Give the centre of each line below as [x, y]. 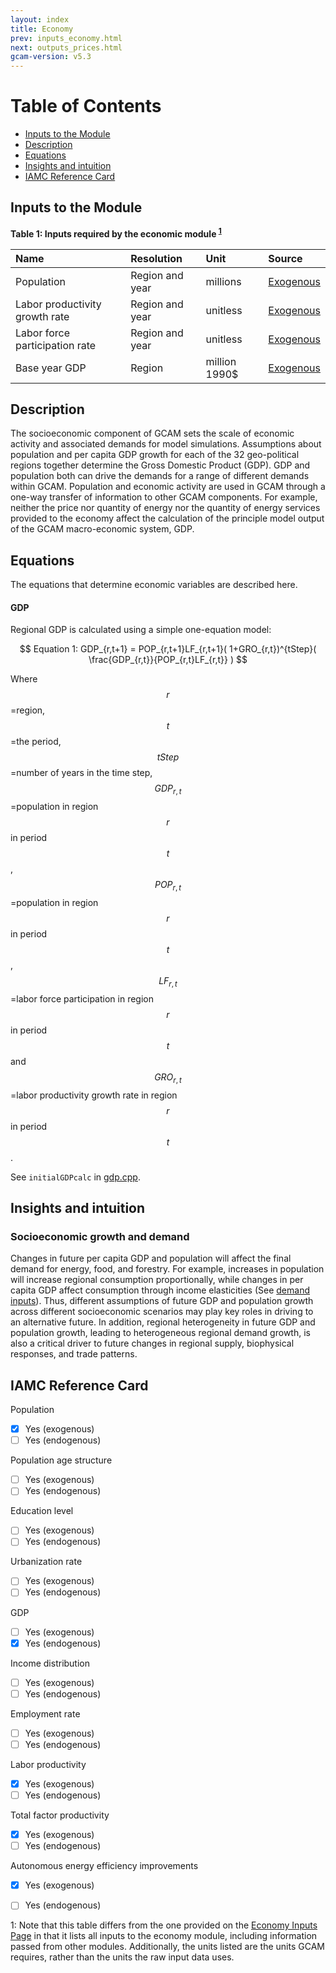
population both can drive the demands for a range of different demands [160, 476]
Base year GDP [51, 368]
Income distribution [50, 1663]
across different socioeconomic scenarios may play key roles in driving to [162, 1312]
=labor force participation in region [82, 998]
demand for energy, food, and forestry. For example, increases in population [167, 1269]
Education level [42, 1511]
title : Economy [42, 29]
